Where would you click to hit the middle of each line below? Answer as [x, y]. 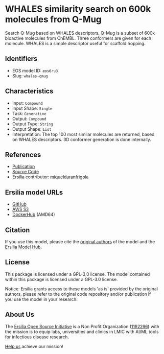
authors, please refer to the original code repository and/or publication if [78, 294]
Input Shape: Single [32, 108]
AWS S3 [21, 210]
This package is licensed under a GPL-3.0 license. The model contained [78, 274]
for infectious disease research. [37, 337]
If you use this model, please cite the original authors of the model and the [80, 242]
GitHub [19, 204]
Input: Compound [27, 103]
